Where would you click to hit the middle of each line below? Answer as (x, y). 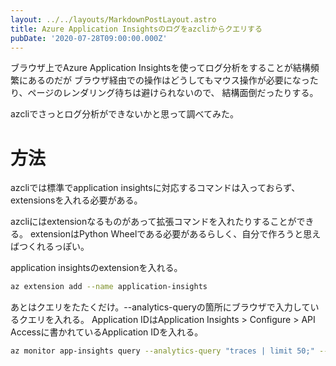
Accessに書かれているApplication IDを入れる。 (107, 332)
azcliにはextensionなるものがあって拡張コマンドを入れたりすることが (153, 222)
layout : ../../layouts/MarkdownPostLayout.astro (113, 19)
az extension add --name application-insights (109, 287)
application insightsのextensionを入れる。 (96, 268)
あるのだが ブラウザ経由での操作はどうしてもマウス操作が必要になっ (168, 80)
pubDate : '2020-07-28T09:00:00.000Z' (89, 38)
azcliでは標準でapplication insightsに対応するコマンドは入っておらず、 (155, 188)
